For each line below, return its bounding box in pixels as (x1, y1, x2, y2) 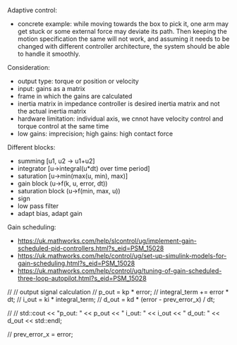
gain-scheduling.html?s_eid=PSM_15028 (17, 259, 135, 267)
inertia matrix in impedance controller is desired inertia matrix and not (17, 99, 220, 108)
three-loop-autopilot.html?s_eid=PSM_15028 (17, 274, 147, 282)
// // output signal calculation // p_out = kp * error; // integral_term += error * (7, 288, 229, 296)
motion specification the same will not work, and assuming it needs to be (17, 35, 230, 43)
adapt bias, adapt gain (17, 210, 83, 217)
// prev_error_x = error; (7, 330, 73, 338)
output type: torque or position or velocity (17, 77, 139, 85)
